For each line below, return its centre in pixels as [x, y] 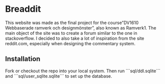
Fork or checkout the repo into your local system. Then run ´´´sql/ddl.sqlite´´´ [83, 71]
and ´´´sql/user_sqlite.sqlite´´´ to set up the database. [59, 76]
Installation [23, 59]
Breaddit [23, 9]
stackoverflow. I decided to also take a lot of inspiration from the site [75, 38]
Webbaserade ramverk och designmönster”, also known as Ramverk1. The [81, 28]
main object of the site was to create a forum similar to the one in [71, 33]
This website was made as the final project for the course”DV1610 [72, 23]
